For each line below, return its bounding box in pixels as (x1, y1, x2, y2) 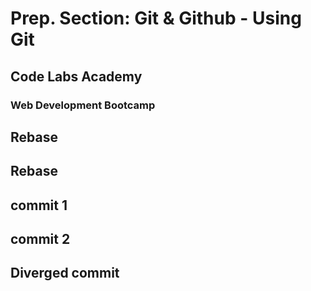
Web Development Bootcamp (10, 98, 156, 112)
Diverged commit (10, 265, 120, 282)
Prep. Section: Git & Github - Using (10, 7, 302, 30)
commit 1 (10, 197, 68, 214)
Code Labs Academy (10, 68, 143, 85)
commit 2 (10, 231, 71, 248)
